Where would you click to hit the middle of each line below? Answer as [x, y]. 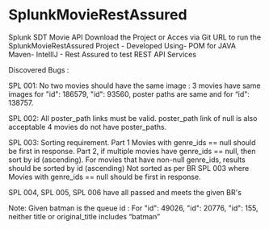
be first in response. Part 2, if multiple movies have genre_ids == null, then [132, 151]
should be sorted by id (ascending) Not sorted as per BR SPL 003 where [129, 168]
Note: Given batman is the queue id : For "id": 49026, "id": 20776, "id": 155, [133, 208]
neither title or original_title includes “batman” [84, 216]
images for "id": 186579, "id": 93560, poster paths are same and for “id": [129, 94]
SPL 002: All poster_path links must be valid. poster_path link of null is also [133, 118]
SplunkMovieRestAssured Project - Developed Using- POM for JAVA [122, 45]
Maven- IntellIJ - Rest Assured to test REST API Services [102, 54]
